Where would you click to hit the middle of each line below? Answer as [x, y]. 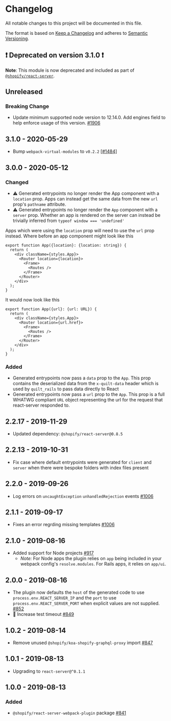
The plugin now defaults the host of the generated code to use [78, 592]
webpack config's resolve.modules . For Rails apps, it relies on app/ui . [93, 564]
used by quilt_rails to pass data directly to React [66, 389]
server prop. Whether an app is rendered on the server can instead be [87, 215]
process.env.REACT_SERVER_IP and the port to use [64, 598]
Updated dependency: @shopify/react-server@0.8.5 [68, 434]
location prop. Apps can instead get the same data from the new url [85, 198]
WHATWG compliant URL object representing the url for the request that [88, 400]
